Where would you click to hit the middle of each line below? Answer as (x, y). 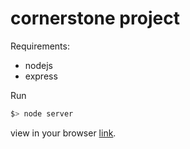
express (41, 76)
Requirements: (40, 46)
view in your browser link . (63, 133)
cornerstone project (95, 18)
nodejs (38, 65)
